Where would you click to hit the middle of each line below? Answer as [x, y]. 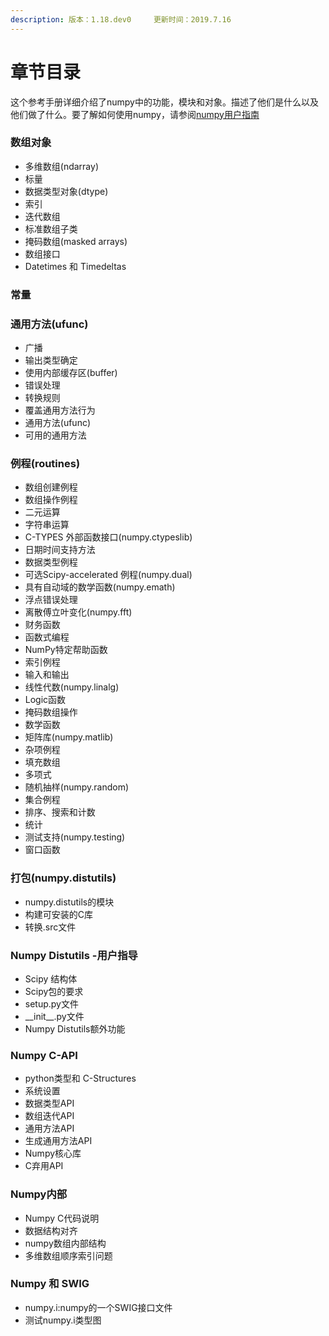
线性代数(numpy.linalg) [72, 687]
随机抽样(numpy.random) [77, 787]
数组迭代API [49, 1116]
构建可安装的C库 [59, 914]
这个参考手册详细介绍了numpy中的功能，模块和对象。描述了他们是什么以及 [164, 102]
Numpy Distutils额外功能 [75, 1028]
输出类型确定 [51, 360]
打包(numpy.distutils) [63, 878]
